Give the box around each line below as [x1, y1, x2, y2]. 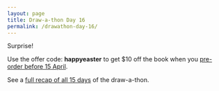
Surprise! [7, 42, 33, 50]
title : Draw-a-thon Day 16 [7, 17, 86, 23]
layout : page [7, 10, 45, 17]
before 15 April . [24, 63, 68, 71]
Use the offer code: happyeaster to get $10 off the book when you [7, 55, 198, 63]
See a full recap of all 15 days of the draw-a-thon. [7, 76, 149, 84]
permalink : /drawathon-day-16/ [7, 23, 98, 30]
